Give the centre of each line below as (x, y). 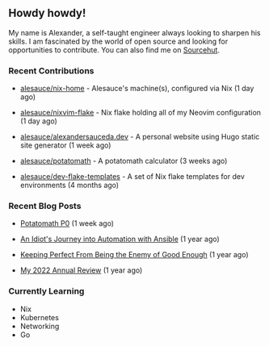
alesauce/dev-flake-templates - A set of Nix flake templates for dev (132, 177)
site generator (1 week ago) (65, 145)
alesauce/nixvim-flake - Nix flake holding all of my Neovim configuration (140, 113)
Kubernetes (39, 317)
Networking (40, 326)
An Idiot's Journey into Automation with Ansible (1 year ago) (120, 239)
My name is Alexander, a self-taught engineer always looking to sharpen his (134, 32)
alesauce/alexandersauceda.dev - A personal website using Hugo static (140, 137)
